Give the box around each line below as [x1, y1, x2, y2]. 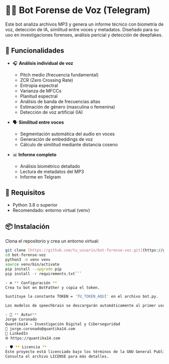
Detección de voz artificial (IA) [20, 109, 83, 115]
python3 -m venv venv [5, 257, 51, 262]
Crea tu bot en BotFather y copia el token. [5, 285, 100, 290]
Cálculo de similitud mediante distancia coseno [20, 141, 118, 147]
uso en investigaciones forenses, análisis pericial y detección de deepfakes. [5, 32, 163, 38]
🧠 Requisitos [5, 189, 45, 197]
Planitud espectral [20, 93, 58, 99]
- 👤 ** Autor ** [5, 312, 37, 317]
